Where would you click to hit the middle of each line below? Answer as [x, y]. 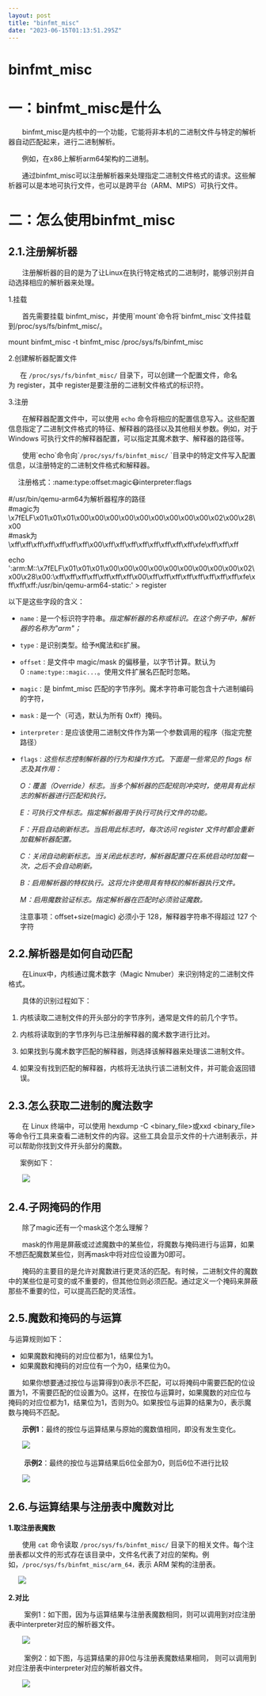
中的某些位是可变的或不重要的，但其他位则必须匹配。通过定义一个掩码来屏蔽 [133, 1281]
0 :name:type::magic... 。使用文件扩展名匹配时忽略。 [107, 671]
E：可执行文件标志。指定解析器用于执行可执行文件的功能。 [116, 812]
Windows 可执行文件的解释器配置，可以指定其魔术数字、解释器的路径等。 [128, 438]
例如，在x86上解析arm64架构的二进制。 [87, 159]
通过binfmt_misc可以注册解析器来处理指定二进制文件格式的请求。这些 [135, 175]
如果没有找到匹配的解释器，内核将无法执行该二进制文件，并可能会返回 [134, 1068]
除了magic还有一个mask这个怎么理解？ [86, 1227]
